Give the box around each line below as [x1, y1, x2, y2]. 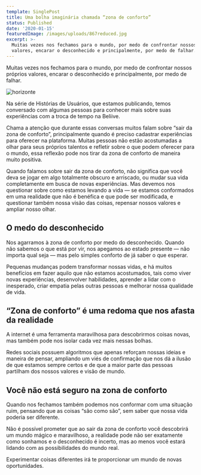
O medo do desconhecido [6, 223, 104, 233]
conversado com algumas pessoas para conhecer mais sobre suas [6, 106, 172, 114]
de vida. [6, 288, 26, 296]
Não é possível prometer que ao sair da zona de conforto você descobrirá [6, 425, 188, 433]
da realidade [6, 315, 54, 325]
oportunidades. [6, 462, 44, 470]
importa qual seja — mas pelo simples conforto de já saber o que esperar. [6, 252, 188, 259]
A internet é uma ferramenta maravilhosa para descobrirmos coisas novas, [6, 331, 190, 338]
